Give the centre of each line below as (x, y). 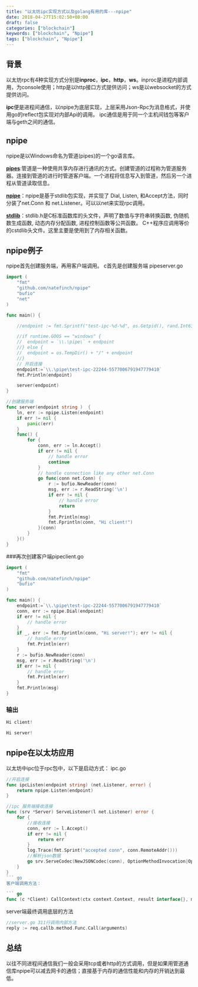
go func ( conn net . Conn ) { (69, 479)
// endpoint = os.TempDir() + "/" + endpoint (75, 353)
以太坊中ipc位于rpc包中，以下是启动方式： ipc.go (66, 768)
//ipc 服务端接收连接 (29, 806)
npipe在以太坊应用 (40, 753)
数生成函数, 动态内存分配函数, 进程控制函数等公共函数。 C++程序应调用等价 (98, 223)
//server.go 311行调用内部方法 (41, 923)
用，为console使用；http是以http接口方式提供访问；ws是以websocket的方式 (99, 87)
